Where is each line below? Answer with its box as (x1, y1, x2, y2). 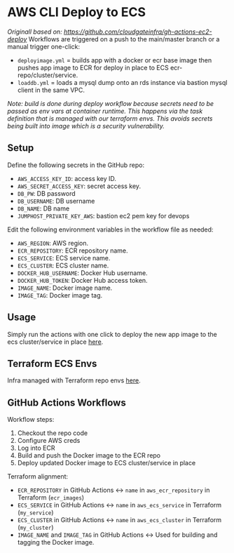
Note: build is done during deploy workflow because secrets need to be (7, 99, 214, 107)
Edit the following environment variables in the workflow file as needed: (7, 225, 214, 234)
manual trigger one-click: (7, 42, 81, 51)
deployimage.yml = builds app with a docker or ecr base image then (17, 55, 212, 64)
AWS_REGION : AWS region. (17, 239, 89, 247)
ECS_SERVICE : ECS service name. (17, 253, 111, 262)
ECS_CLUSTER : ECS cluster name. (17, 261, 109, 269)
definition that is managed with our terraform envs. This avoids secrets (7, 114, 213, 123)
